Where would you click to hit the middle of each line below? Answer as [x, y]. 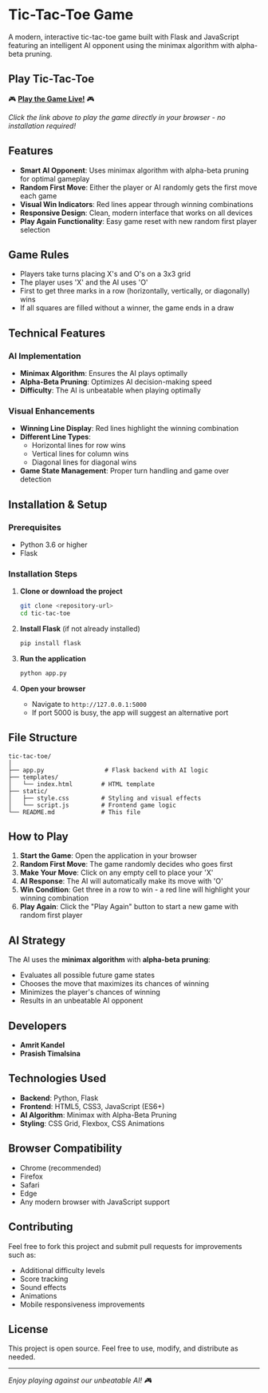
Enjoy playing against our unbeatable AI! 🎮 [80, 1380]
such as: [22, 1255]
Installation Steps [43, 573]
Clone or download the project [71, 591]
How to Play [39, 837]
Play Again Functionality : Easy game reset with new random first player [138, 221]
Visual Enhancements [52, 411]
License [28, 1329]
